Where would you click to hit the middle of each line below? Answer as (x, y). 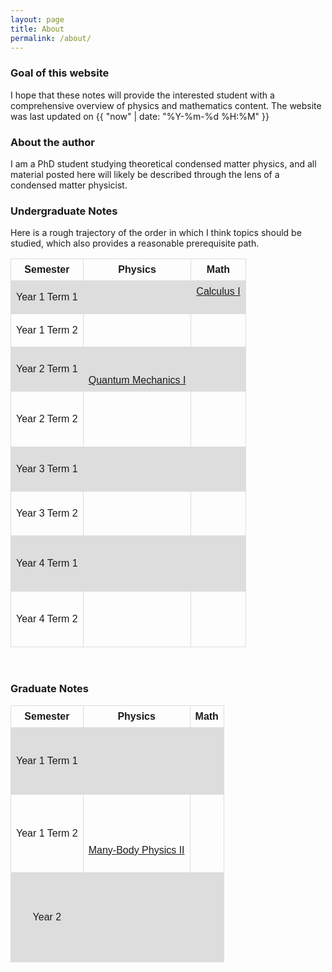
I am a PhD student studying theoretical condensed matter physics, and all (163, 163)
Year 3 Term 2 (47, 513)
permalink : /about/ (51, 38)
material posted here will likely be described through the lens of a (145, 174)
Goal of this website (60, 73)
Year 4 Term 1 (47, 563)
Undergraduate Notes (64, 211)
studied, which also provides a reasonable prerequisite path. (135, 243)
